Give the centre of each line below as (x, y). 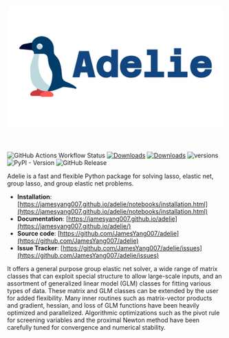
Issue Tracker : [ (40, 248)
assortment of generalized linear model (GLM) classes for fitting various (109, 284)
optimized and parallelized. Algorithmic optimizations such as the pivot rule (113, 313)
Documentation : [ (43, 219)
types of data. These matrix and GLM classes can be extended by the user (113, 291)
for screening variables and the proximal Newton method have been (103, 320)
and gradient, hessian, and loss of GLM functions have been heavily (103, 306)
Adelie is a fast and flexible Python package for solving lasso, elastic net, (110, 176)
